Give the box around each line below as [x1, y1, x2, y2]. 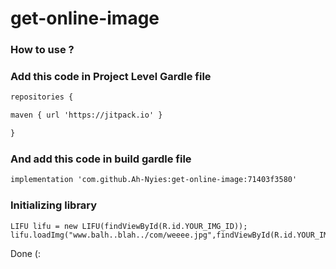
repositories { [10, 92, 74, 102]
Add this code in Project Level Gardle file [10, 70, 212, 84]
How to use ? [10, 43, 75, 57]
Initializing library [10, 198, 98, 212]
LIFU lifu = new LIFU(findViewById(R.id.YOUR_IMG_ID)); [10, 221, 248, 231]
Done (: [10, 247, 42, 259]
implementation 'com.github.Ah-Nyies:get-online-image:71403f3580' [10, 175, 298, 185]
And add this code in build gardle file [10, 152, 192, 166]
